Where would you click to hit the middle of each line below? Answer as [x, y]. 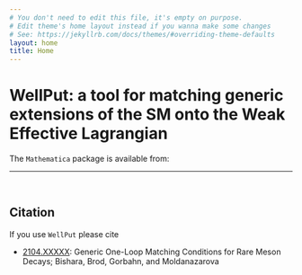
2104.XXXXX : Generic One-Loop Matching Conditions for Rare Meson [151, 252]
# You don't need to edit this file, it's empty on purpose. [126, 18]
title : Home [31, 51]
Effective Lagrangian [89, 133]
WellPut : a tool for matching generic [147, 96]
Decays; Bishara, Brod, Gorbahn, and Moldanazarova [121, 261]
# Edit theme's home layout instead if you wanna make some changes [140, 26]
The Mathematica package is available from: [89, 159]
